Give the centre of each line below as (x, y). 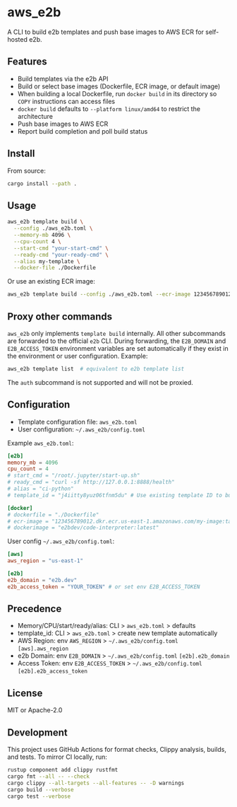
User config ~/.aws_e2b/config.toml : (61, 541)
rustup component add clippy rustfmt (63, 770)
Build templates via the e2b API (63, 79)
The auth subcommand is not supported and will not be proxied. (101, 382)
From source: (26, 170)
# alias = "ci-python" (41, 489)
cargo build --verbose (41, 789)
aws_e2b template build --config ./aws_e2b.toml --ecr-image (99, 294)
